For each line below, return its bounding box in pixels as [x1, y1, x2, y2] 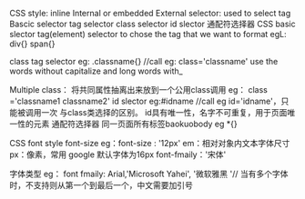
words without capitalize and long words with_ [9, 65, 184, 76]
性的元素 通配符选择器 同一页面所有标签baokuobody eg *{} [16, 118, 239, 129]
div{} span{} [9, 38, 56, 49]
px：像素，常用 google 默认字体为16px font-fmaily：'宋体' [9, 149, 227, 160]
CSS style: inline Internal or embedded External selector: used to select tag [9, 8, 291, 18]
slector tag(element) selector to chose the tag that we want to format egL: [9, 29, 287, 39]
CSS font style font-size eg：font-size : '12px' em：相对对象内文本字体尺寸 [9, 138, 290, 148]
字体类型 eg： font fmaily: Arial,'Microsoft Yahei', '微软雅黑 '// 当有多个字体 [9, 168, 289, 179]
